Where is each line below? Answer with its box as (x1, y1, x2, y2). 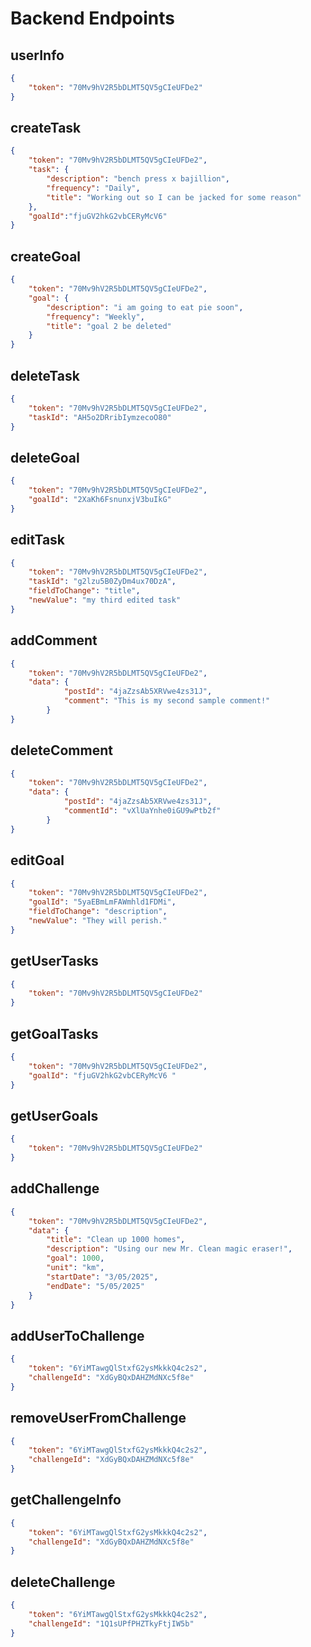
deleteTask (10, 367, 80, 384)
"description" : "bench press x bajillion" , (46, 174, 230, 184)
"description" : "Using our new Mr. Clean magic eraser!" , (46, 1244, 293, 1254)
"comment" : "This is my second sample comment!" (63, 696, 271, 706)
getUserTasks (10, 953, 99, 970)
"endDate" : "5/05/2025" (46, 1281, 145, 1291)
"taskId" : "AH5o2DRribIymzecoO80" (28, 412, 172, 422)
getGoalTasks (10, 1025, 99, 1042)
